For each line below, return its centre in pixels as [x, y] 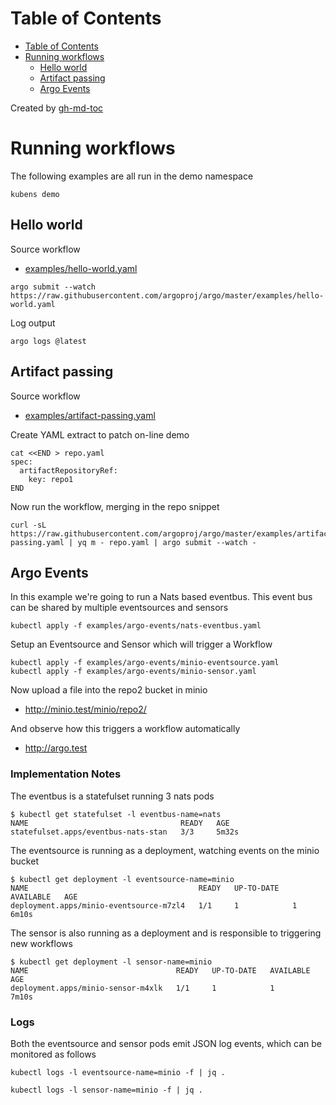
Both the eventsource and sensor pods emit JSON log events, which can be [166, 1043]
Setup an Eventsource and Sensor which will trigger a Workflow [141, 644]
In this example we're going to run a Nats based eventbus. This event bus [161, 597]
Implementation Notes [66, 774]
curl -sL [28, 525]
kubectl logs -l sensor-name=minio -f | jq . [106, 1090]
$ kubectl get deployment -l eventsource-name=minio [122, 879]
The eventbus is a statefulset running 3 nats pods [112, 796]
